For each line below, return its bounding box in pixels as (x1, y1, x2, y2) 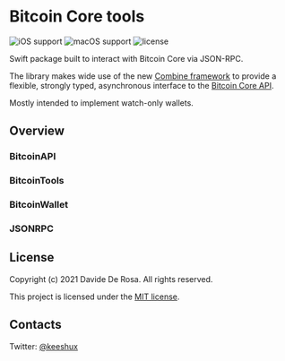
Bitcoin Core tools (9, 6, 145, 27)
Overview (9, 124, 65, 139)
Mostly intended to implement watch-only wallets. (9, 97, 194, 108)
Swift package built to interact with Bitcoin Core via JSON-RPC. (9, 53, 244, 64)
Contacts (9, 317, 63, 332)
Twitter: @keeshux (9, 340, 79, 351)
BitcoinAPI (9, 150, 56, 163)
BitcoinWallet (9, 199, 69, 211)
